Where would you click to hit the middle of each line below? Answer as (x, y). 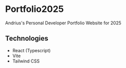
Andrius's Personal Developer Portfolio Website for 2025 (63, 23)
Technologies (27, 38)
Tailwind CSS (26, 61)
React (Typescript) (31, 50)
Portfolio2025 (35, 9)
